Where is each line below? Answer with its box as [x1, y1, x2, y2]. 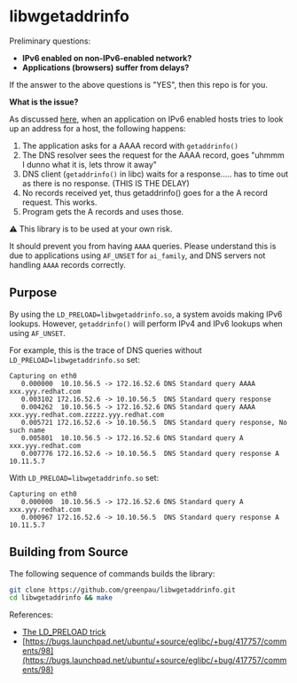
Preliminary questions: [9, 35, 91, 46]
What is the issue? [9, 96, 79, 107]
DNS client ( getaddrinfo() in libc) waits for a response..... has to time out [21, 169, 289, 179]
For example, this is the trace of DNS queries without [9, 344, 202, 356]
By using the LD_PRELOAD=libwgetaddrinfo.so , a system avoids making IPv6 [9, 309, 283, 319]
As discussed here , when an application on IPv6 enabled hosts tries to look [9, 114, 284, 124]
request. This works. [21, 197, 98, 208]
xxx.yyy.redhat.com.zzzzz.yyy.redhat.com [9, 410, 165, 419]
